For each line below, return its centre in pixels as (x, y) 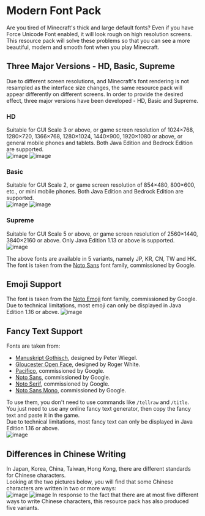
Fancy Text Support (45, 331)
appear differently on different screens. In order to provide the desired (95, 94)
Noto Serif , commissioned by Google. (62, 384)
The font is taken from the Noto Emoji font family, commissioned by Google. (102, 299)
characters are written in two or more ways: (61, 488)
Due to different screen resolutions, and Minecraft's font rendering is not (98, 81)
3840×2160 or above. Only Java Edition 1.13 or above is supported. (91, 240)
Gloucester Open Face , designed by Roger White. (78, 364)
